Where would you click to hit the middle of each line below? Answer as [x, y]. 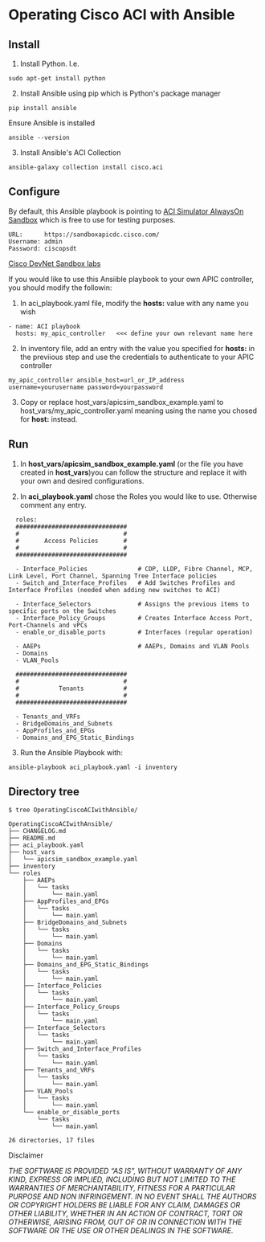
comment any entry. [53, 505]
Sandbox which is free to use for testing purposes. [92, 219]
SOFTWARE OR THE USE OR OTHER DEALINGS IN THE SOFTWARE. [121, 1231]
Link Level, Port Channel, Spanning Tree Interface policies [113, 576]
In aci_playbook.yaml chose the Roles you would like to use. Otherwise [139, 496]
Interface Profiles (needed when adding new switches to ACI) [114, 590]
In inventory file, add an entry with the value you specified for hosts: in [137, 348]
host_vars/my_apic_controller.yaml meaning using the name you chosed [138, 411]
